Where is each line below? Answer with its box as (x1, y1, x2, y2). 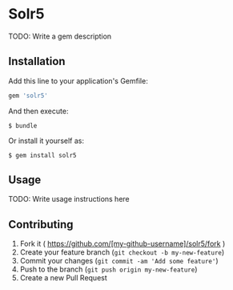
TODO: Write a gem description (8, 31, 112, 41)
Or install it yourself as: (8, 136, 84, 145)
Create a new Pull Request (19, 273, 108, 283)
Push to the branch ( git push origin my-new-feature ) (19, 264, 198, 274)
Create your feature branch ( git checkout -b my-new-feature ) (19, 247, 225, 257)
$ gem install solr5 (8, 151, 78, 159)
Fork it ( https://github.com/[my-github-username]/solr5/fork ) (19, 239, 226, 249)
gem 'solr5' (8, 92, 48, 100)
